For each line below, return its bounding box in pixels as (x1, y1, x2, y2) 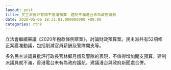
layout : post (5, 7, 33, 13)
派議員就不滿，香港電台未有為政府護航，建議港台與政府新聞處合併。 (5, 59, 149, 66)
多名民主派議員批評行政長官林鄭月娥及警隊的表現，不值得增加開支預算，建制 (5, 53, 166, 59)
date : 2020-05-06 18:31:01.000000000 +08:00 (5, 17, 102, 22)
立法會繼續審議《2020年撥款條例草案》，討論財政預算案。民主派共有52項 (5, 36, 158, 42)
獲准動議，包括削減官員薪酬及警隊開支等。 (14, 43, 104, 49)
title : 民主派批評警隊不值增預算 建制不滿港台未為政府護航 (5, 12, 116, 17)
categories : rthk (5, 21, 42, 27)
